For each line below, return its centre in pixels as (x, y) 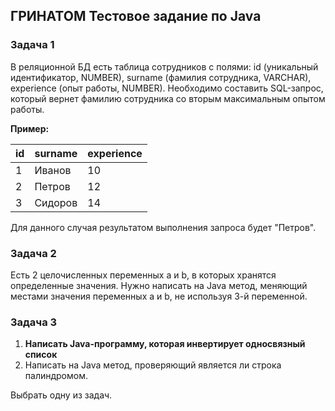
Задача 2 (33, 253)
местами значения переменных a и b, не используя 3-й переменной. (159, 296)
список (41, 355)
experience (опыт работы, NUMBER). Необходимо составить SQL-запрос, (167, 88)
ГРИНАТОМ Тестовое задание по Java (136, 16)
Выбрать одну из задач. (61, 395)
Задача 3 (34, 322)
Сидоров (56, 202)
